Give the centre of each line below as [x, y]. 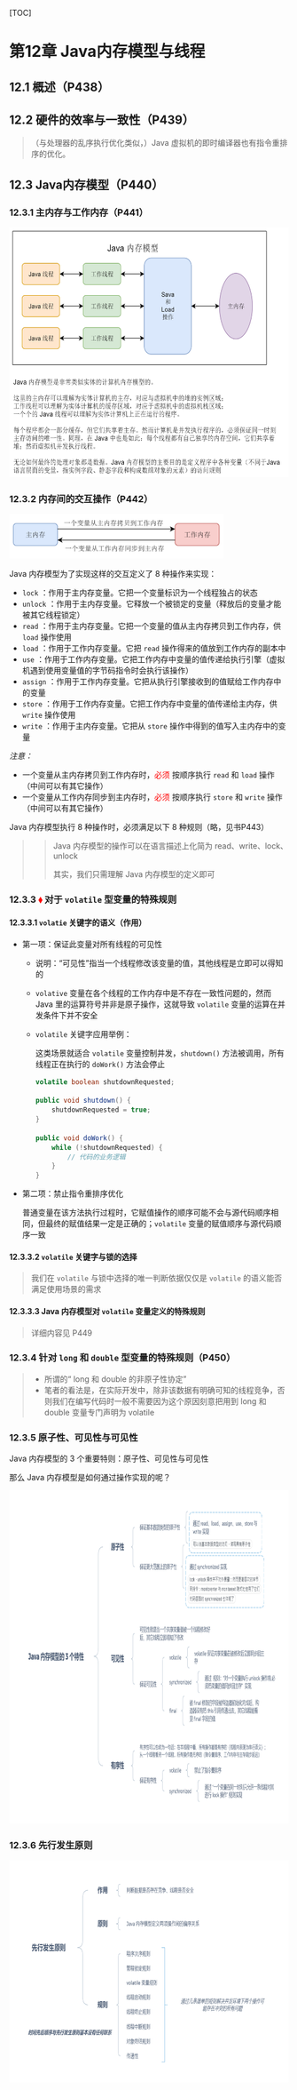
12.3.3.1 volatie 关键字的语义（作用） [78, 922]
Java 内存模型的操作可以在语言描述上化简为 [133, 846]
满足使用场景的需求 [66, 1289]
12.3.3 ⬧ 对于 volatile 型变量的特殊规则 [93, 899]
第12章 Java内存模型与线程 [107, 52]
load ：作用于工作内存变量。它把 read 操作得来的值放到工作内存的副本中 [154, 649]
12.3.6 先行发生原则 [51, 1846]
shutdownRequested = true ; [102, 1110]
